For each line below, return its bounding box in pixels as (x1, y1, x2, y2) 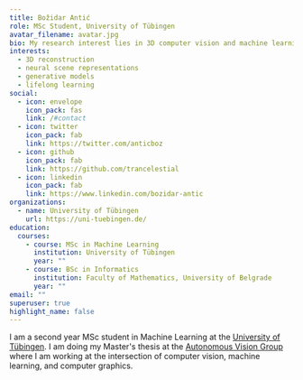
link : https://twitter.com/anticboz (25, 139, 164, 148)
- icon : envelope (17, 97, 83, 107)
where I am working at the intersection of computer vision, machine (9, 351, 261, 362)
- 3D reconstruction (17, 55, 95, 64)
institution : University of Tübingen (32, 248, 176, 257)
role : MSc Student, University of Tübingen (9, 22, 176, 31)
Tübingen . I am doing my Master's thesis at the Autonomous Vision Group (9, 341, 284, 352)
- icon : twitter (17, 123, 78, 132)
